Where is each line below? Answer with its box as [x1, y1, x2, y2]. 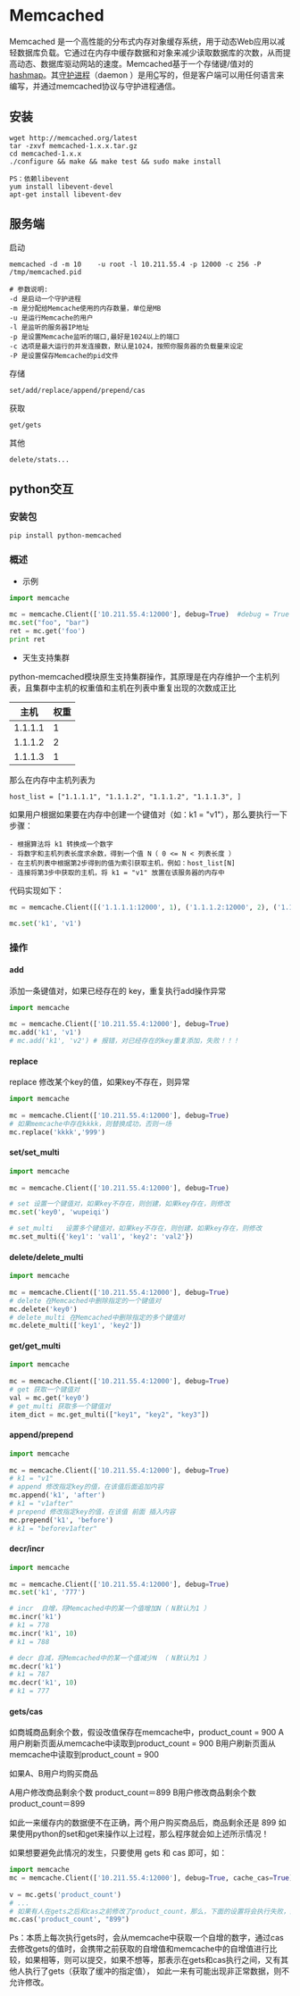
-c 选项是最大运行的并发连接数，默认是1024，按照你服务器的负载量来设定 [9, 341, 244, 351]
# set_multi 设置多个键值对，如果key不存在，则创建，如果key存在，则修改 [9, 1224, 262, 1233]
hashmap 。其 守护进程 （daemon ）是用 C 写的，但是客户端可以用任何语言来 [9, 69, 285, 80]
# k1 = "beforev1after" [9, 1524, 98, 1532]
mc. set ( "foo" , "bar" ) [9, 618, 90, 628]
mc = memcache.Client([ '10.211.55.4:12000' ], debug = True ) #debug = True [9, 610, 290, 619]
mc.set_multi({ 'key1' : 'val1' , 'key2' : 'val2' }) [9, 1232, 194, 1241]
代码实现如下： [9, 885, 64, 896]
